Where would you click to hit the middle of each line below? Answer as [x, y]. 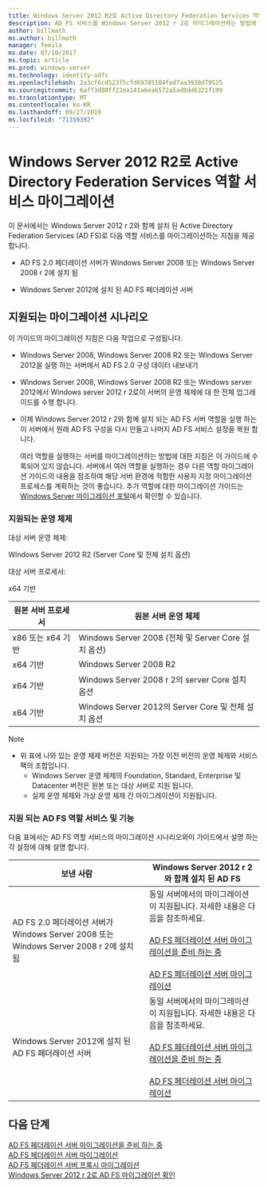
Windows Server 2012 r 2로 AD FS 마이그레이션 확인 [92, 1175]
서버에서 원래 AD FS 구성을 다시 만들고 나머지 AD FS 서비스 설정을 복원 [139, 429]
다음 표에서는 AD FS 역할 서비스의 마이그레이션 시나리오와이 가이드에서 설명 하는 [134, 837]
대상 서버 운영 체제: [38, 538]
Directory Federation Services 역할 [124, 182]
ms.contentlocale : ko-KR [49, 105]
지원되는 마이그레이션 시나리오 [79, 317]
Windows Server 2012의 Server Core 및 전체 [162, 706]
